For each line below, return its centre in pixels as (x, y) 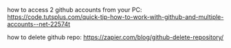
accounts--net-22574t (39, 24)
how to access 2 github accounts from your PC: (75, 10)
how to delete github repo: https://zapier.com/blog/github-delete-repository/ (115, 37)
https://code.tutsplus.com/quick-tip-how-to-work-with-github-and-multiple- (115, 17)
